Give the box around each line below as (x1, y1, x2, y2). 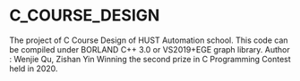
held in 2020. (9, 63, 58, 74)
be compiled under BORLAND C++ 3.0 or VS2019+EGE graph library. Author (9, 44, 290, 54)
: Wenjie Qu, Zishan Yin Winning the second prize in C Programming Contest (9, 53, 291, 64)
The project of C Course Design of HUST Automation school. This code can (9, 35, 288, 45)
